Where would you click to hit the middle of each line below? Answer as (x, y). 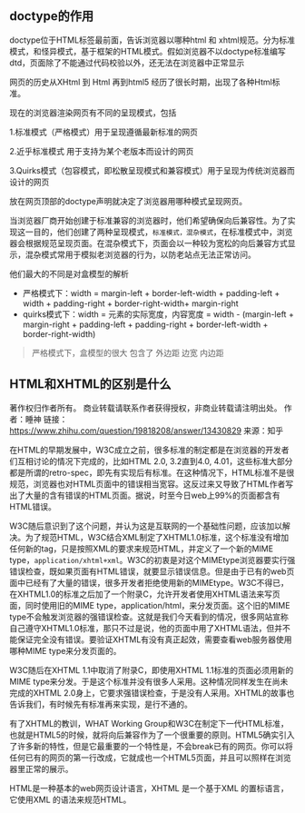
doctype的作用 (52, 16)
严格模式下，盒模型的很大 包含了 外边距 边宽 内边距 (128, 352)
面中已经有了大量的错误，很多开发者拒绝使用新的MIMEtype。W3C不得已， (149, 582)
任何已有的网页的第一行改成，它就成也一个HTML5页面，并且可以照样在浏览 (151, 758)
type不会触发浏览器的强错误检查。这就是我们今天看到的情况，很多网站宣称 (149, 617)
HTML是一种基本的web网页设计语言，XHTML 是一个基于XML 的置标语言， (149, 788)
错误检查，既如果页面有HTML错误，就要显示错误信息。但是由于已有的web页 (152, 571)
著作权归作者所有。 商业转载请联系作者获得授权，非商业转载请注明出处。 (146, 408)
